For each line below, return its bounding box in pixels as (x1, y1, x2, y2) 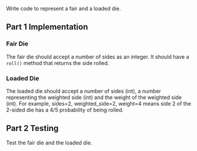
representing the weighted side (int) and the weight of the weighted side (6, 94, 182, 101)
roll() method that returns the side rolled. (6, 59, 109, 67)
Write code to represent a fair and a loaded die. (6, 5, 121, 12)
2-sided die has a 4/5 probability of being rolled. (6, 106, 124, 113)
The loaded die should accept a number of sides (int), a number (6, 87, 161, 94)
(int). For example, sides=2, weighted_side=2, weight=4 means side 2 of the (6, 100, 192, 107)
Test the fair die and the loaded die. (6, 139, 93, 146)
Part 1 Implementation (6, 22, 88, 32)
